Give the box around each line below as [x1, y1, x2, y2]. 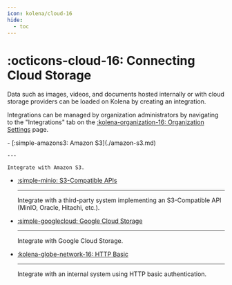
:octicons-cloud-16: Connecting [7, 52, 195, 68]
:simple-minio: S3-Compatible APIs [17, 177, 117, 185]
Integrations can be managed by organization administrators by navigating [7, 111, 219, 119]
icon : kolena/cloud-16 [7, 10, 72, 17]
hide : [7, 17, 23, 23]
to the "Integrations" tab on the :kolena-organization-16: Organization [7, 118, 205, 126]
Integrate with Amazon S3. [7, 164, 85, 171]
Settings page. [7, 126, 49, 134]
